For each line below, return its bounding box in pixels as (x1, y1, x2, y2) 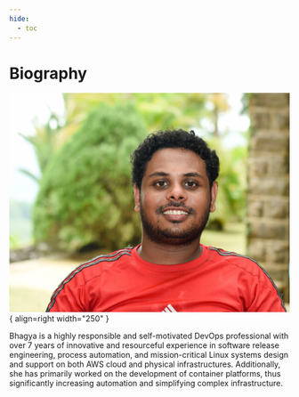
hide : (9, 14, 29, 23)
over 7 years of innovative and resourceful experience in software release (9, 339, 280, 351)
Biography (9, 63, 87, 84)
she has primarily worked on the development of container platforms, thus (9, 368, 281, 378)
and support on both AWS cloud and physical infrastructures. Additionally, (9, 359, 281, 369)
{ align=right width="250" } (9, 312, 109, 324)
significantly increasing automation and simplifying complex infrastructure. (9, 377, 283, 388)
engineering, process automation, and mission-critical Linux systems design (9, 349, 289, 360)
